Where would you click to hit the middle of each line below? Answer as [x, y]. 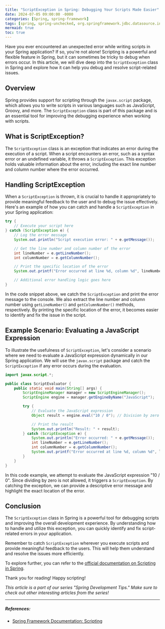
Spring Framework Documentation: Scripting [57, 621]
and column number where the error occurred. [52, 169]
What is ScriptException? [45, 137]
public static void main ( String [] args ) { [58, 388]
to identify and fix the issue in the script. [46, 315]
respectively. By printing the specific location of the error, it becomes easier [82, 310]
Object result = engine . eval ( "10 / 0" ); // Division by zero [95, 415]
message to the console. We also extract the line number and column [75, 299]
